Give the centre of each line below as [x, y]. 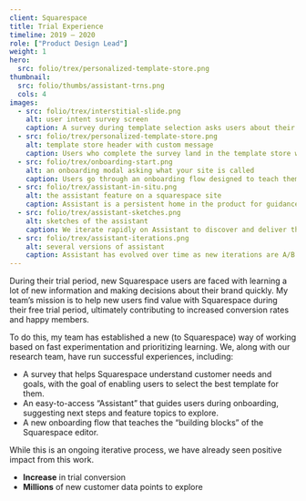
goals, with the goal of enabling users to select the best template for [151, 384]
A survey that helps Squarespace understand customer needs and [147, 374]
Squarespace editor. [61, 433]
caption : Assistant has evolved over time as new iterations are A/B [161, 255]
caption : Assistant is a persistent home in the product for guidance [163, 204]
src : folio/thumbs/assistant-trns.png [92, 86]
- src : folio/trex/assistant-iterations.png [103, 238]
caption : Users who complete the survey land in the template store [158, 153]
